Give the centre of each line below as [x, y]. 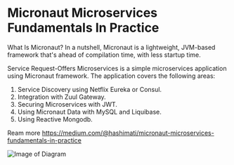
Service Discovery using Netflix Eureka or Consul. [90, 89]
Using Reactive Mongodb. [55, 119]
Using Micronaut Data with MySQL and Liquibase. [89, 112]
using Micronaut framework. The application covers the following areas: [111, 76]
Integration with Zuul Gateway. [62, 97]
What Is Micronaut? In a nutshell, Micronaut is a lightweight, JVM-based [111, 47]
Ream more [24, 133]
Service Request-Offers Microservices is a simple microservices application [117, 68]
